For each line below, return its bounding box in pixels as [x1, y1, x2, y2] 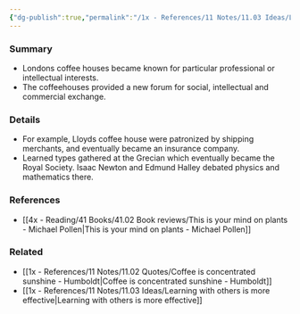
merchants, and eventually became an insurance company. [21, 144, 239, 154]
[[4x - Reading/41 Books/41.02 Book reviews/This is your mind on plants [21, 214, 288, 225]
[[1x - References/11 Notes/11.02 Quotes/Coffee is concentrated [21, 266, 256, 277]
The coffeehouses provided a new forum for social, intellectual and [21, 81, 270, 92]
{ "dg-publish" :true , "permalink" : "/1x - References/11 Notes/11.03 [9, 12, 262, 22]
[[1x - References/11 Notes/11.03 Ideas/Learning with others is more [21, 285, 271, 295]
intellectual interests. [21, 72, 99, 83]
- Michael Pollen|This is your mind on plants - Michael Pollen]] [21, 224, 252, 235]
